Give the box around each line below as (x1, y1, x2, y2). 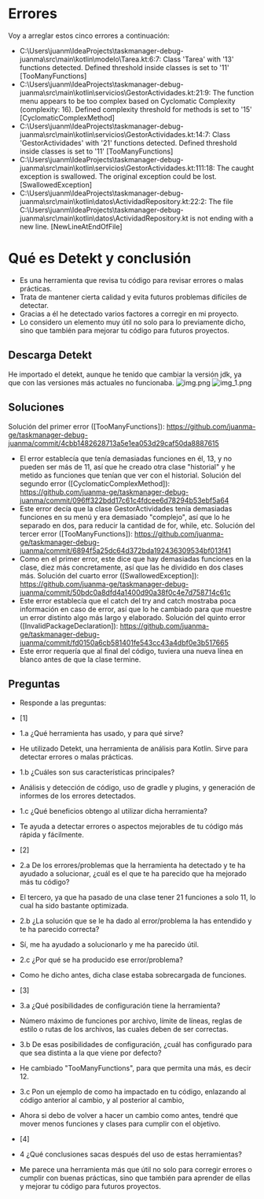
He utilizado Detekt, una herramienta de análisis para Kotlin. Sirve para (19, 744, 249, 753)
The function (212, 87, 255, 97)
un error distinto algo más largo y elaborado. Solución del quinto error (19, 612, 246, 622)
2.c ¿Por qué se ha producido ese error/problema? (19, 955, 183, 965)
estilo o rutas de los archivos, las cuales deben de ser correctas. (19, 1025, 229, 1034)
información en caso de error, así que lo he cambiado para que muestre (19, 604, 252, 614)
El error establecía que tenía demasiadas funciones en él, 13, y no (19, 454, 233, 463)
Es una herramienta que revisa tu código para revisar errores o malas (19, 275, 244, 284)
